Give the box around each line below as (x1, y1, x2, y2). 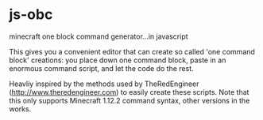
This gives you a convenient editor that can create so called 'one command (9, 47, 255, 56)
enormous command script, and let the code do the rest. (9, 63, 194, 73)
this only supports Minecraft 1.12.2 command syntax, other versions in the (9, 96, 250, 105)
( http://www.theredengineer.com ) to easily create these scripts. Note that (9, 87, 249, 96)
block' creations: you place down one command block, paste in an (9, 55, 226, 65)
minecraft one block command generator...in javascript (9, 32, 189, 41)
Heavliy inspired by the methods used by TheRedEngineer (9, 79, 199, 88)
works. (9, 104, 32, 114)
